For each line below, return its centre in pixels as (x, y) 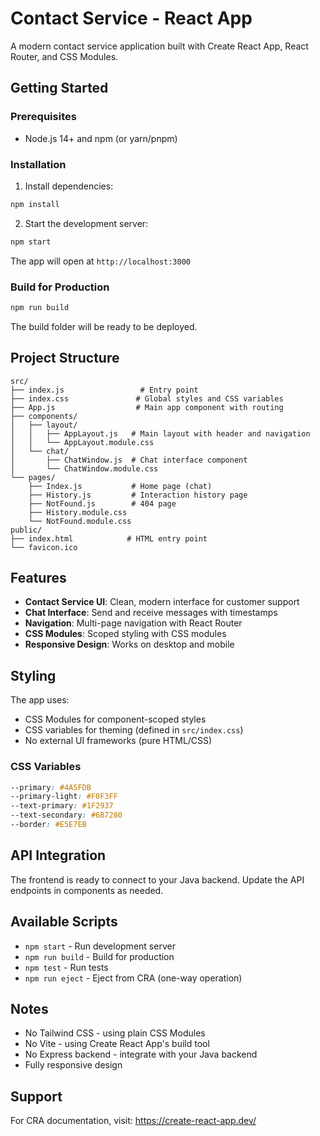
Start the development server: (86, 223)
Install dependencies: (69, 186)
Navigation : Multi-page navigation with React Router (133, 623)
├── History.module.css (78, 512)
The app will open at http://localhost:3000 (100, 261)
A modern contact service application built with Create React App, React (159, 46)
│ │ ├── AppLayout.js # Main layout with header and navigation (160, 433)
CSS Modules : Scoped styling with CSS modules (125, 634)
